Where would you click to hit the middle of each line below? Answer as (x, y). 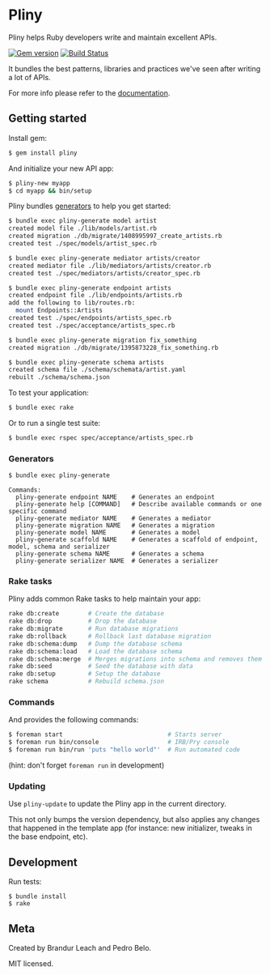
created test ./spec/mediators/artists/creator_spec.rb (104, 273)
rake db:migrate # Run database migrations (94, 629)
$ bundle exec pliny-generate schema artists (86, 362)
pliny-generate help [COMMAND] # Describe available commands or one (139, 505)
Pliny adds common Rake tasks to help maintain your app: (105, 599)
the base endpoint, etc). (48, 837)
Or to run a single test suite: (55, 423)
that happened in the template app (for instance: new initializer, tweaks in (130, 828)
